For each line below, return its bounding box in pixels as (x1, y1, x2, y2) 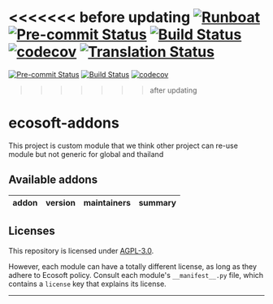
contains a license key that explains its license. (8, 279, 167, 289)
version (45, 197, 76, 208)
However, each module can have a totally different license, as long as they (8, 261, 258, 271)
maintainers (83, 197, 132, 208)
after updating (149, 85, 197, 95)
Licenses (8, 224, 55, 238)
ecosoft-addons (8, 114, 119, 132)
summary (138, 197, 177, 208)
